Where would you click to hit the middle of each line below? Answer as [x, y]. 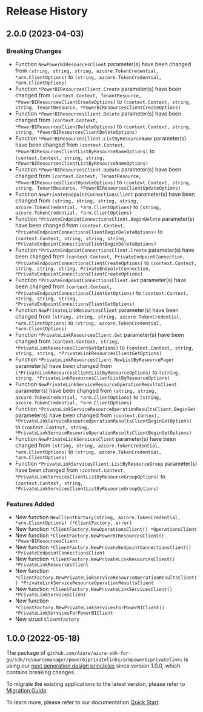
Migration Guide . [27, 690]
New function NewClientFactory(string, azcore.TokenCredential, [98, 517]
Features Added [30, 504]
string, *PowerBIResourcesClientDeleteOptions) [76, 132]
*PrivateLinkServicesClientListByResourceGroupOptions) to [90, 476]
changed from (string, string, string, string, [77, 200]
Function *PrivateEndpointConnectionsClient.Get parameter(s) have [101, 280]
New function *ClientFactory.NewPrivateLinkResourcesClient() [95, 559]
